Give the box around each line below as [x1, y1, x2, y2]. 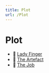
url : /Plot [5, 12, 29, 17]
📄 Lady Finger [12, 51, 42, 57]
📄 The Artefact [12, 57, 44, 63]
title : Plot [5, 7, 31, 13]
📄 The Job [12, 62, 35, 68]
